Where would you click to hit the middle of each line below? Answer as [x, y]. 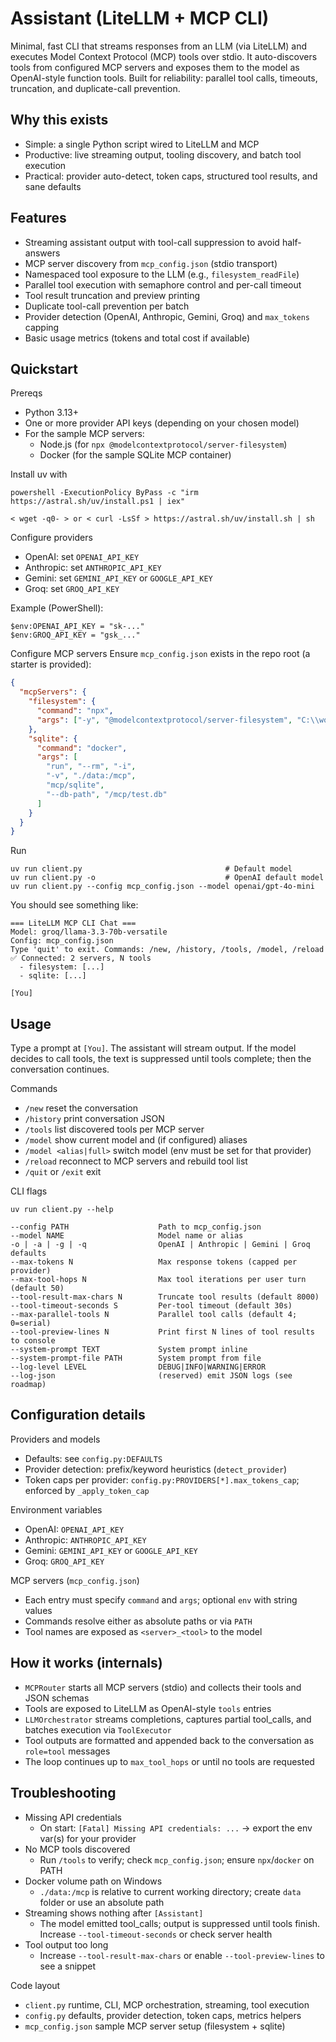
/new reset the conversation [81, 1108]
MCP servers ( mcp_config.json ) [75, 1580]
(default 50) [37, 1288]
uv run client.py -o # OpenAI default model [167, 878]
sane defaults [53, 186]
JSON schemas [57, 1698]
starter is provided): [51, 664]
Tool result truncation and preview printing [112, 295]
